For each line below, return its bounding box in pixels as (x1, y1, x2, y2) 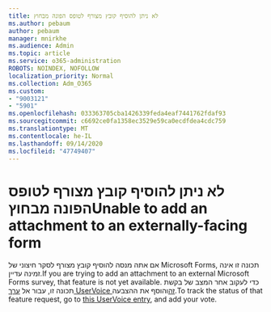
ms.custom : (8, 86, 45, 95)
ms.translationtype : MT (8, 124, 89, 133)
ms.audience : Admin (8, 42, 74, 50)
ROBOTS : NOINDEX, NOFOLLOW (8, 65, 100, 73)
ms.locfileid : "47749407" (8, 147, 95, 155)
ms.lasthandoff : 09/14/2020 (8, 139, 104, 148)
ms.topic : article (8, 49, 70, 57)
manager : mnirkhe (8, 34, 67, 43)
